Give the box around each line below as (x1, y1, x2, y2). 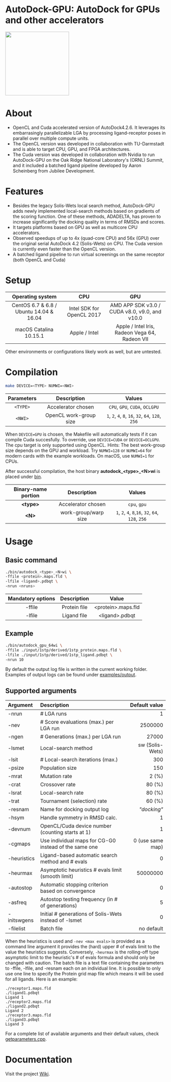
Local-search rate (40, 789, 84, 796)
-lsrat (8, 789, 22, 796)
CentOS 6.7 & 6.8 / (12, 301, 57, 309)
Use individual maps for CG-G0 (40, 837, 116, 844)
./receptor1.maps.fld (5, 986, 51, 991)
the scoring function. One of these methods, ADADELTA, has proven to (12, 213, 161, 219)
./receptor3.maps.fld (5, 1013, 51, 1018)
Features (5, 186, 44, 197)
